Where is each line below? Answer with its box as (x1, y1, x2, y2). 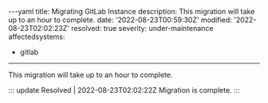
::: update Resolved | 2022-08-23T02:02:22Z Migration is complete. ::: (8, 86, 241, 94)
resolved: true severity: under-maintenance (71, 24, 214, 32)
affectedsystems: (8, 32, 65, 41)
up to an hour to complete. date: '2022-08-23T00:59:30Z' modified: (8, 15, 233, 25)
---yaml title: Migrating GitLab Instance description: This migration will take (8, 7, 255, 16)
